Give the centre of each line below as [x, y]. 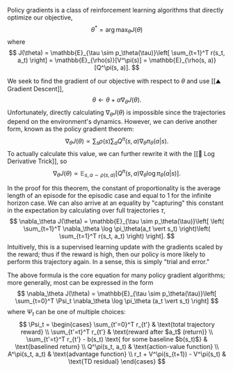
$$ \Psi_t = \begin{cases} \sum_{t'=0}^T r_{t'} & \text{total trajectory [117, 324]
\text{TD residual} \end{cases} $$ [117, 361]
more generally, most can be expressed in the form [80, 282]
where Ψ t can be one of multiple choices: [67, 312]
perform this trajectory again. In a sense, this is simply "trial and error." [109, 261]
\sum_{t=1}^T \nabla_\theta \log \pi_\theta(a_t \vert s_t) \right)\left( [117, 228]
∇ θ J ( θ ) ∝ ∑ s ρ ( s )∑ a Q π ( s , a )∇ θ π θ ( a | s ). [117, 141]
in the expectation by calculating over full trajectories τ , [86, 210]
